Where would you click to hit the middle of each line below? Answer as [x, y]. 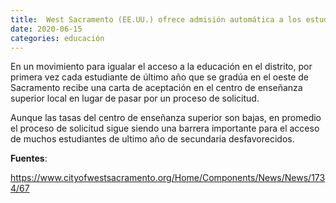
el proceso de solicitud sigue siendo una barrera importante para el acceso [165, 128]
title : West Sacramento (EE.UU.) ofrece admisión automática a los [156, 19]
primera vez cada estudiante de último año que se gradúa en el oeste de [159, 77]
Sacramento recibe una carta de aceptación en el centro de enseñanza [156, 88]
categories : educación [57, 38]
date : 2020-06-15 [46, 29]
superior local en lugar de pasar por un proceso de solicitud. [135, 98]
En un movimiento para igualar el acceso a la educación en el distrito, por [161, 67]
